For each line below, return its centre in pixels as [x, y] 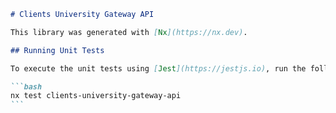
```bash [26, 86]
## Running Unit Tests [57, 50]
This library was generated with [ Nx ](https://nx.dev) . [129, 32]
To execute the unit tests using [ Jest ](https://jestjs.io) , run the [158, 68]
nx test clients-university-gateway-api [96, 96]
